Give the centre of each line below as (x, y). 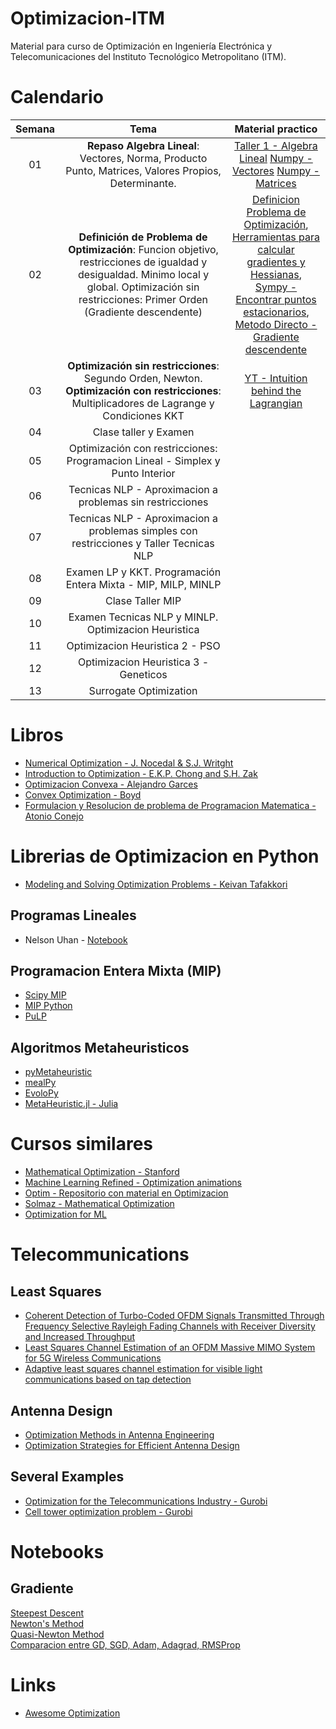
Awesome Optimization (72, 1713)
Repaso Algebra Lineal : (143, 145)
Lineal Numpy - (276, 158)
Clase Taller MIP (143, 600)
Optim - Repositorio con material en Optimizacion (126, 1193)
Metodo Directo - (276, 324)
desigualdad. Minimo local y (143, 274)
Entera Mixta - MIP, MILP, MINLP (143, 584)
